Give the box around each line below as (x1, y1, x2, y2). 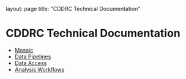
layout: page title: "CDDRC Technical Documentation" (6, 5, 141, 12)
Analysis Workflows (14, 66, 65, 73)
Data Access (14, 59, 47, 66)
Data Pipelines (14, 53, 51, 60)
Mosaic (14, 46, 34, 53)
